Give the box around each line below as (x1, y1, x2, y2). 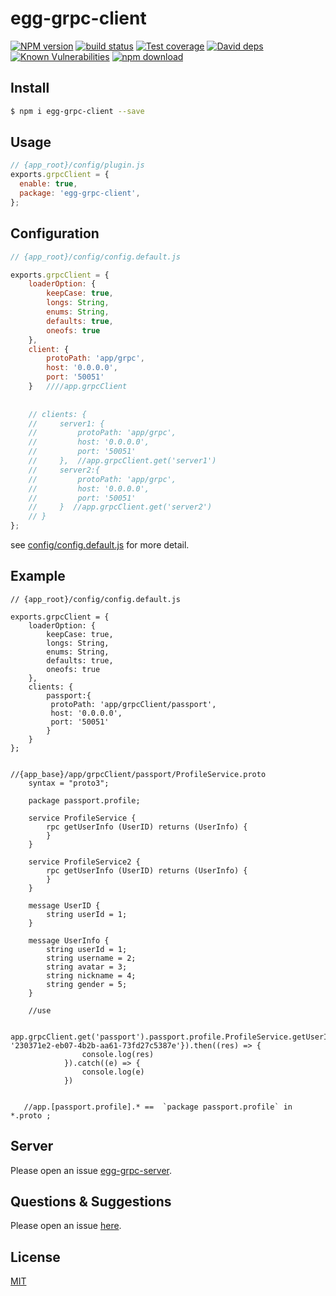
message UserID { (28, 900, 101, 911)
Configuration (10, 225, 100, 242)
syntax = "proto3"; (28, 778, 110, 788)
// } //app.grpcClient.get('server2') (28, 502, 213, 512)
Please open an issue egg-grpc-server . (10, 1164, 173, 1176)
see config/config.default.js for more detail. (10, 539, 190, 551)
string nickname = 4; (46, 970, 137, 981)
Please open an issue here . (10, 1220, 122, 1232)
